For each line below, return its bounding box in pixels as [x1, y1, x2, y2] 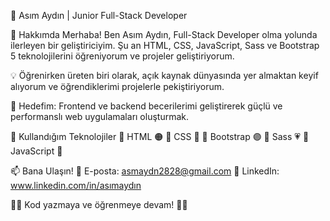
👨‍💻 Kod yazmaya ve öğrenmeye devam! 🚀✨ [10, 199, 188, 210]
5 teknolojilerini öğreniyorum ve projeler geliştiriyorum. [10, 50, 235, 62]
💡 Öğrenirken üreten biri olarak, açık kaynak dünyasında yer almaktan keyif [10, 70, 319, 81]
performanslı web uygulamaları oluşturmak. [10, 111, 190, 122]
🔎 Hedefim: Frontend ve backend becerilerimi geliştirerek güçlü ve [10, 100, 283, 112]
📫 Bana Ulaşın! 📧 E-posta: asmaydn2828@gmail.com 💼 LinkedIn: [10, 165, 280, 177]
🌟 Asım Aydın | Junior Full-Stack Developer [10, 10, 188, 21]
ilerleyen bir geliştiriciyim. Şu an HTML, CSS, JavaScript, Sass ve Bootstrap [10, 40, 320, 51]
